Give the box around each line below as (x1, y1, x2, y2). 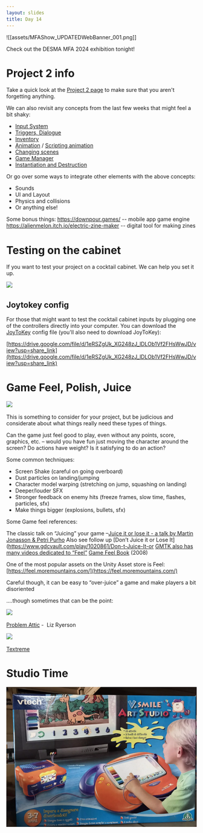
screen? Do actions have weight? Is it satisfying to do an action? (6, 445, 166, 452)
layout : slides (6, 10, 45, 16)
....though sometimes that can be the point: (6, 597, 114, 604)
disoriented (6, 586, 35, 593)
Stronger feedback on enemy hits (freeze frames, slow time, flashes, (14, 494, 186, 501)
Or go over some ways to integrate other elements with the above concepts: (6, 173, 196, 180)
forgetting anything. (6, 93, 56, 100)
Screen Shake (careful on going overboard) (14, 468, 123, 475)
